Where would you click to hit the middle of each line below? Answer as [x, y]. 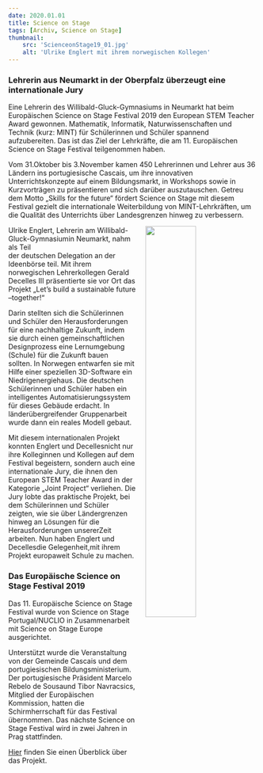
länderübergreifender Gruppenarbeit [68, 414]
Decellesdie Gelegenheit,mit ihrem [64, 547]
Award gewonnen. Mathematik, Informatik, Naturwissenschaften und [120, 124]
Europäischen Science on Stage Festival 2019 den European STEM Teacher [131, 116]
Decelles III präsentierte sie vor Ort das [72, 281]
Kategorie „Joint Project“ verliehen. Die [72, 489]
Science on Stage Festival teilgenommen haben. [87, 149]
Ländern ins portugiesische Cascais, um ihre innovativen [101, 173]
